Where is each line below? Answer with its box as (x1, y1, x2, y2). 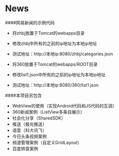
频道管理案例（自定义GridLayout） (12, 139, 82, 145)
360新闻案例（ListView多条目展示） (12, 109, 85, 115)
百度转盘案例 (12, 145, 38, 152)
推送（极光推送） (12, 121, 47, 127)
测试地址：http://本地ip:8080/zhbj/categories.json (12, 51, 114, 57)
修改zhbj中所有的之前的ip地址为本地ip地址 (12, 40, 97, 46)
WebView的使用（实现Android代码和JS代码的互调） (12, 103, 117, 109)
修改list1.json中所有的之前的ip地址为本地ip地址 (12, 71, 106, 77)
